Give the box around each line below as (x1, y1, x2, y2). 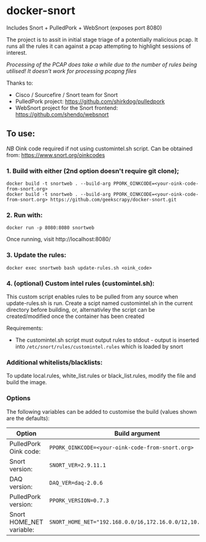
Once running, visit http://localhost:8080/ (6, 236, 111, 243)
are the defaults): (6, 414, 50, 422)
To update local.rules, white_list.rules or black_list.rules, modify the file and (6, 372, 196, 379)
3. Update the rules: (6, 251, 67, 260)
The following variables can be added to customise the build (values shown (6, 408, 197, 415)
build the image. (6, 379, 47, 386)
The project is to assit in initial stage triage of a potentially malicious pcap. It (6, 36, 198, 43)
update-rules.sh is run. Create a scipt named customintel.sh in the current (6, 299, 193, 307)
